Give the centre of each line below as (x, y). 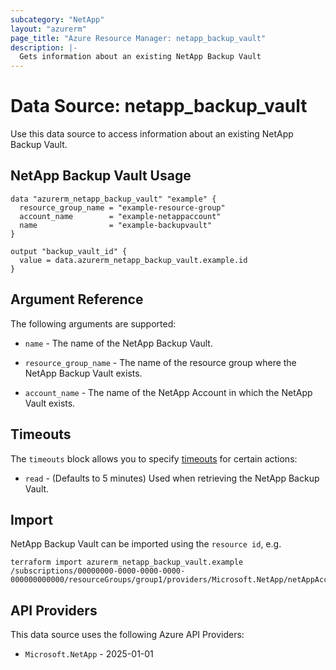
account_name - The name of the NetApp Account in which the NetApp (168, 392)
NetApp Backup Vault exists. (83, 373)
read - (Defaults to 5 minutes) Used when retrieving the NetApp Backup (172, 478)
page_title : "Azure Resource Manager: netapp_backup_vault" (138, 38)
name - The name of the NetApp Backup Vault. (118, 343)
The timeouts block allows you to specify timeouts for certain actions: (154, 458)
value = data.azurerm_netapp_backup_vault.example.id (133, 260)
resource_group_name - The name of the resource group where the (160, 362)
